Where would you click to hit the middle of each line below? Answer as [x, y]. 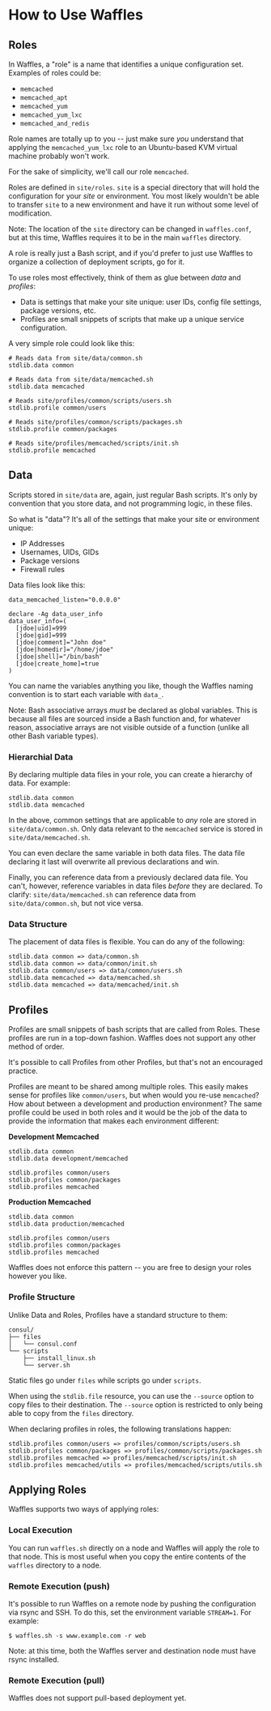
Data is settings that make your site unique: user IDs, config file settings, [141, 302]
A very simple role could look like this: [72, 343]
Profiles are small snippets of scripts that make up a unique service [132, 319]
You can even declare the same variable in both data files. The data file [127, 853]
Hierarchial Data [41, 757]
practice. [23, 1071]
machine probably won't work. [59, 156]
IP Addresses [42, 543]
